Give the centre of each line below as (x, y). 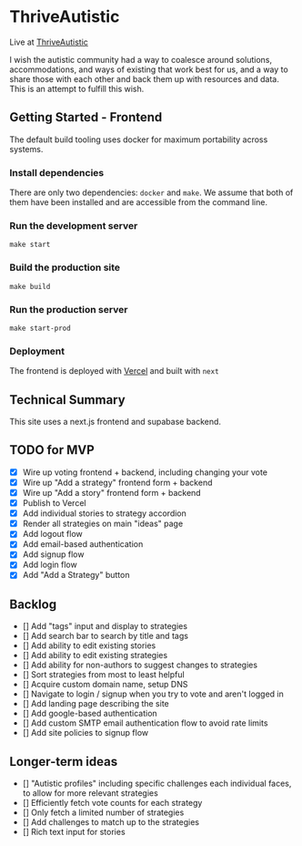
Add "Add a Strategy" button (76, 575)
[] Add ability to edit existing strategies (95, 655)
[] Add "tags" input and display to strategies (105, 626)
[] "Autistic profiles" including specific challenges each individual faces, (157, 784)
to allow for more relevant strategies (91, 793)
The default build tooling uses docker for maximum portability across (139, 139)
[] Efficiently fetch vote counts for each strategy (112, 803)
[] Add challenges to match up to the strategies (111, 822)
